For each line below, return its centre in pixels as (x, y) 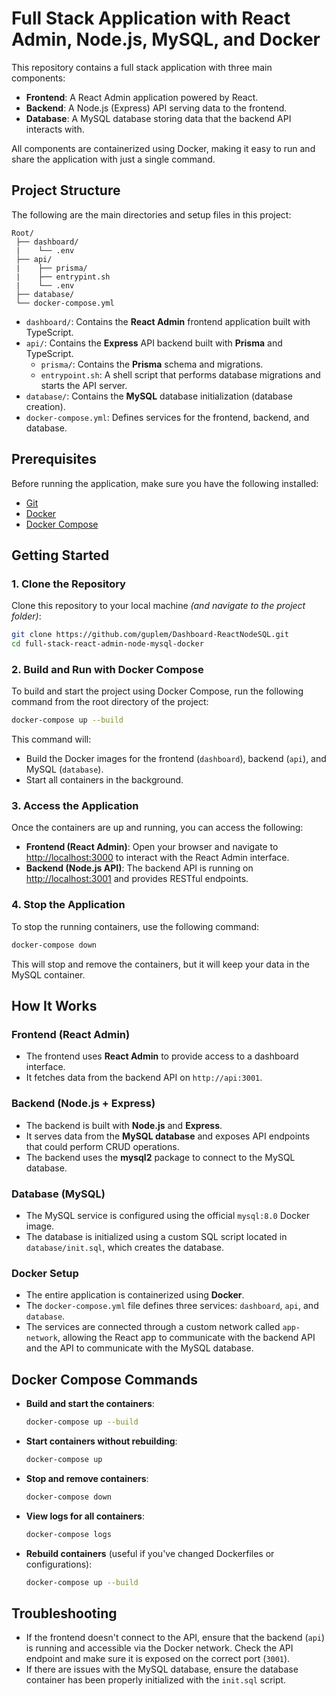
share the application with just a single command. (113, 159)
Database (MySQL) (58, 1194)
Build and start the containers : (90, 1404)
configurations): (59, 1564)
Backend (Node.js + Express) (83, 1104)
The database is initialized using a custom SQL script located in (156, 1236)
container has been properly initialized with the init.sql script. (156, 1680)
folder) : (26, 616)
